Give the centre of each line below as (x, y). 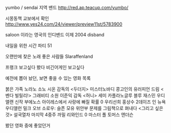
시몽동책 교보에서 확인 (27, 18)
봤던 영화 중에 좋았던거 (28, 125)
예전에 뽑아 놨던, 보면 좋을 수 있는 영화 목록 (48, 78)
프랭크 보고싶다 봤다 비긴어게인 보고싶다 (45, 67)
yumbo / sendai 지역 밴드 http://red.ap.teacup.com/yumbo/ (67, 7)
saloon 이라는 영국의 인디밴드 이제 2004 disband (55, 35)
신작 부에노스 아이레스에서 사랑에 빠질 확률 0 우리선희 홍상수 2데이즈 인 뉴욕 (90, 102)
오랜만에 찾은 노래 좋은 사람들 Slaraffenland (49, 56)
